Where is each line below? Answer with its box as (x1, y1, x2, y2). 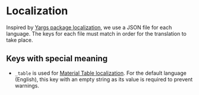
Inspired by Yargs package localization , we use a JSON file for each (6, 24, 172, 31)
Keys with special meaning (6, 53, 108, 64)
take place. (6, 36, 33, 43)
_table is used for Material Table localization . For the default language (14, 69, 187, 77)
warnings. (14, 82, 40, 89)
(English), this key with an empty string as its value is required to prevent (14, 75, 193, 83)
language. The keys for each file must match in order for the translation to (6, 30, 187, 37)
